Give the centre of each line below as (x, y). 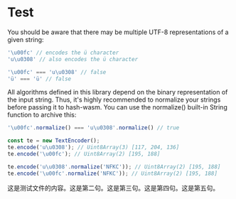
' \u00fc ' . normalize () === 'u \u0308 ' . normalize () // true (93, 128)
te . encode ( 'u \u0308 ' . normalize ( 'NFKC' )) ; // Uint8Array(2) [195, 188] (114, 167)
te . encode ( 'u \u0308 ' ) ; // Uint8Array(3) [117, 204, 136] (93, 147)
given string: (26, 39)
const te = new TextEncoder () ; (54, 141)
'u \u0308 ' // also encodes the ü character (73, 59)
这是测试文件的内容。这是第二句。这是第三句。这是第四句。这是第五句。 (113, 188)
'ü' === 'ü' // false (39, 79)
